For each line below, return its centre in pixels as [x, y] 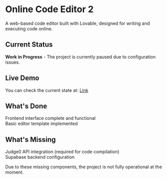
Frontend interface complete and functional [51, 118]
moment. [14, 172]
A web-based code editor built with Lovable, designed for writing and [78, 23]
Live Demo [22, 78]
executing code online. [29, 28]
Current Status [29, 45]
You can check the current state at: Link [47, 90]
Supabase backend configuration [40, 157]
